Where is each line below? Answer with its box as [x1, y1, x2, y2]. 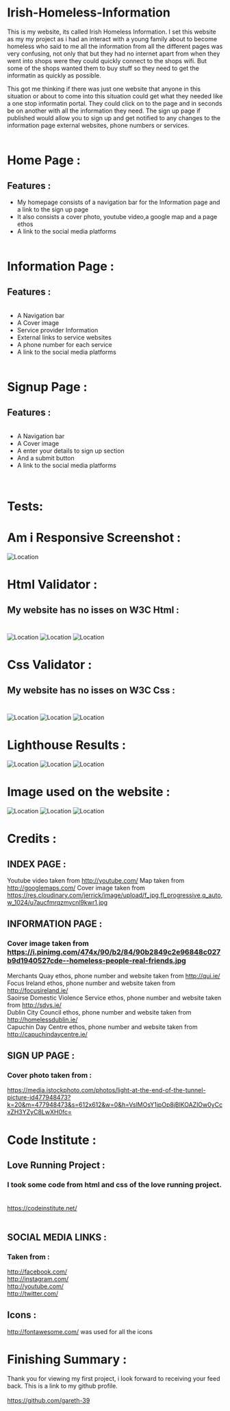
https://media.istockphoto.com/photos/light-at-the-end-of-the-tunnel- [7, 1086, 206, 1094]
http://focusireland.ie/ [7, 986, 68, 994]
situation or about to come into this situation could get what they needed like [7, 91, 223, 100]
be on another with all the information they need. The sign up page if [7, 106, 201, 115]
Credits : [7, 831, 57, 846]
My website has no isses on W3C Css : [7, 684, 176, 696]
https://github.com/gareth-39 [7, 1396, 90, 1404]
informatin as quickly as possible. [7, 71, 101, 80]
